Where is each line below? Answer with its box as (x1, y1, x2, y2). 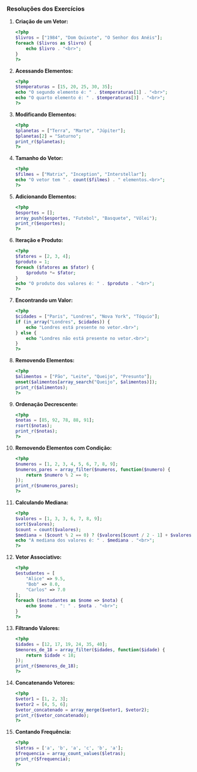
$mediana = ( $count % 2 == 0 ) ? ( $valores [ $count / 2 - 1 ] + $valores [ (15, 532, 194, 538)
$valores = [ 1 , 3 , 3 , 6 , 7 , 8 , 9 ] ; (15, 515, 103, 522)
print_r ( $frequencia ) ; (15, 756, 71, 762)
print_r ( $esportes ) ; (15, 220, 66, 227)
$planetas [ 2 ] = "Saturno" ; (15, 133, 81, 139)
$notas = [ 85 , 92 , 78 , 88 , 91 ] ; (15, 417, 94, 423)
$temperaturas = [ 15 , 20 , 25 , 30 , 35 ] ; (15, 84, 113, 90)
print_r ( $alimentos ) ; (15, 385, 69, 390)
